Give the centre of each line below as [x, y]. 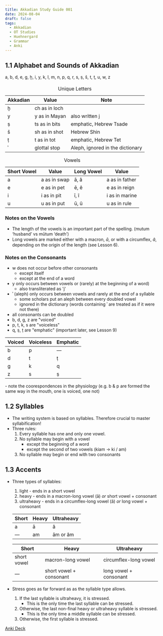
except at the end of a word [47, 278]
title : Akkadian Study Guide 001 [39, 9]
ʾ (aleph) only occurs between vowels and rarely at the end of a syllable [83, 294]
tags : [10, 23]
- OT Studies [23, 32]
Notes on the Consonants [36, 257]
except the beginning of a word [58, 444]
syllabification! [26, 423]
